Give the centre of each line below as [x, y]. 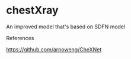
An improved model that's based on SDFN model [66, 27]
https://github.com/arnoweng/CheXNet [54, 49]
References [20, 38]
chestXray [32, 10]
